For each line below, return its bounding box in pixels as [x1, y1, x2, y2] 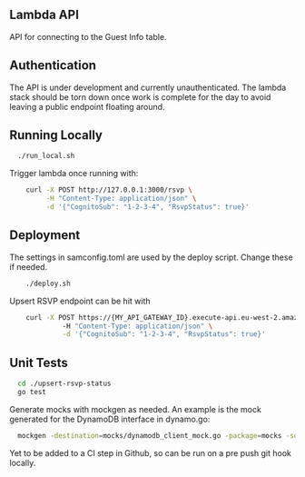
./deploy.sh [25, 279, 71, 288]
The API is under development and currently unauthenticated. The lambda [9, 82, 287, 93]
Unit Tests [9, 354, 68, 371]
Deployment [9, 227, 81, 243]
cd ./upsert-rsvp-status [17, 379, 112, 389]
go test [17, 387, 47, 396]
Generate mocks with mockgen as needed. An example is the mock [9, 403, 261, 414]
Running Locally [9, 127, 103, 144]
